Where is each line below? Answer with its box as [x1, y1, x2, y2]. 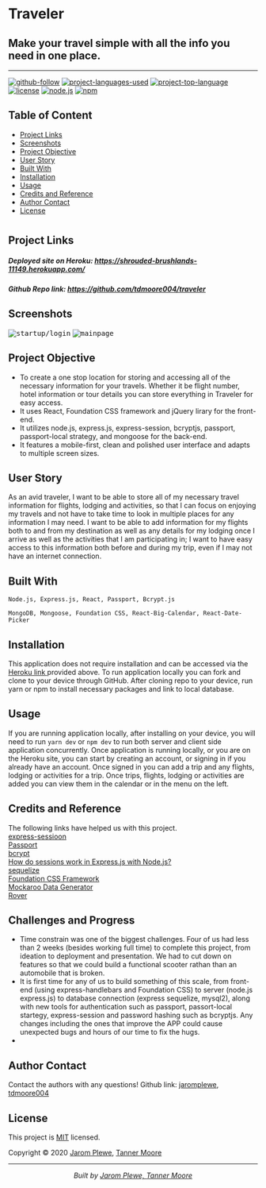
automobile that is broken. [19, 968, 105, 978]
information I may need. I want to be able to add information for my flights [8, 518, 249, 527]
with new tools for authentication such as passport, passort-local [19, 1002, 232, 1012]
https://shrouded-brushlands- [94, 256, 198, 265]
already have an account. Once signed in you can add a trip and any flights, [8, 762, 255, 771]
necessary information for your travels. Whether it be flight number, [19, 380, 240, 390]
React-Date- [203, 609, 243, 618]
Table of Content [8, 109, 93, 122]
